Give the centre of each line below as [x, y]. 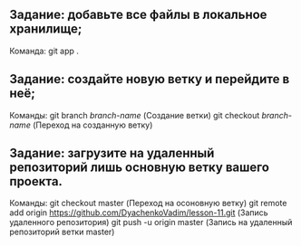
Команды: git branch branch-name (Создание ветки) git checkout [135, 115]
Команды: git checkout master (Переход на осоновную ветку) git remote [148, 203]
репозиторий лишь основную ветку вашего [140, 168]
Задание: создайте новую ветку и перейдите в [150, 79]
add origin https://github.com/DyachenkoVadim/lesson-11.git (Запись [139, 213]
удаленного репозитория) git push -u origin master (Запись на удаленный [151, 222]
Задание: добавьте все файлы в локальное [138, 15]
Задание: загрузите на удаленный [112, 153]
